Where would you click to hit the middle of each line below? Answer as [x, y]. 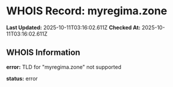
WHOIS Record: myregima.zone [87, 11]
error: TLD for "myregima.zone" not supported [64, 67]
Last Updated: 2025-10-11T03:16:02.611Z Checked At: [73, 27]
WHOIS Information [43, 53]
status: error [22, 78]
